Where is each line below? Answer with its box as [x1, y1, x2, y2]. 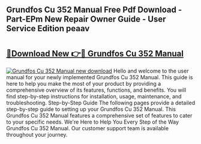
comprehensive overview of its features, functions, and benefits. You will [6, 86, 187, 94]
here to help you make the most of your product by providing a [6, 80, 161, 87]
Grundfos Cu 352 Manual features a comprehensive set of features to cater [6, 112, 193, 119]
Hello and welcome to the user [113, 67, 189, 74]
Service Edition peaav [6, 23, 90, 34]
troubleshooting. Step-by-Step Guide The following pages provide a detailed [6, 99, 196, 106]
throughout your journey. [6, 131, 68, 138]
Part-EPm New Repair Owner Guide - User [6, 14, 166, 25]
